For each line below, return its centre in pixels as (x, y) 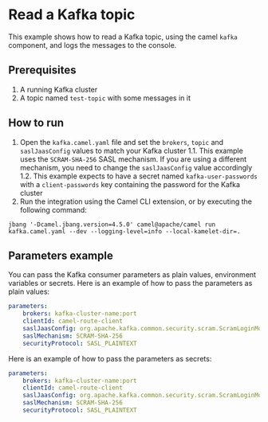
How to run (36, 123)
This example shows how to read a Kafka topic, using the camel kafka (123, 37)
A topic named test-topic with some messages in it (105, 98)
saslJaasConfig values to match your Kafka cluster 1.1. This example (131, 150)
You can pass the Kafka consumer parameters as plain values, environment (132, 275)
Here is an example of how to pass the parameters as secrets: (110, 358)
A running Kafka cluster (59, 89)
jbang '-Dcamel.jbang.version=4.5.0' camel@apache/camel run (112, 225)
